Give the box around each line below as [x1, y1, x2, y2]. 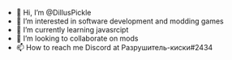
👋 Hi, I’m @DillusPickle [15, 8, 92, 17]
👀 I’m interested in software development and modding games [15, 16, 225, 26]
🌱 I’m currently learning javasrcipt [15, 25, 129, 34]
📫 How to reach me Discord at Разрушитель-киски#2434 [15, 43, 213, 52]
